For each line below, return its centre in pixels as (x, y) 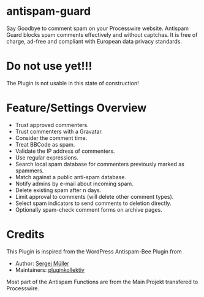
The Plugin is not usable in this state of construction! (73, 83)
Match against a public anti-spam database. (71, 177)
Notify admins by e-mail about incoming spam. (74, 183)
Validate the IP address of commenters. (65, 151)
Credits (25, 234)
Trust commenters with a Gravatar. (59, 131)
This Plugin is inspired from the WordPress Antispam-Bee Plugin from (94, 251)
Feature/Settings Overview (77, 108)
